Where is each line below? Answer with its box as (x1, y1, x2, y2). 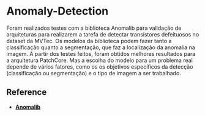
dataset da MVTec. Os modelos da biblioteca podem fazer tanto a (6, 37, 172, 44)
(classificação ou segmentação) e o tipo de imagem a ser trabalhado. (6, 69, 182, 77)
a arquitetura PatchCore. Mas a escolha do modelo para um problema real (6, 56, 193, 64)
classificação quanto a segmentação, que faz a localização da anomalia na (6, 44, 196, 51)
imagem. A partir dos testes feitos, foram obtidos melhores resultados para (6, 50, 196, 57)
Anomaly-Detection (6, 4, 109, 18)
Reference (6, 87, 47, 98)
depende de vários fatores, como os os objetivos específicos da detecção (6, 63, 193, 70)
